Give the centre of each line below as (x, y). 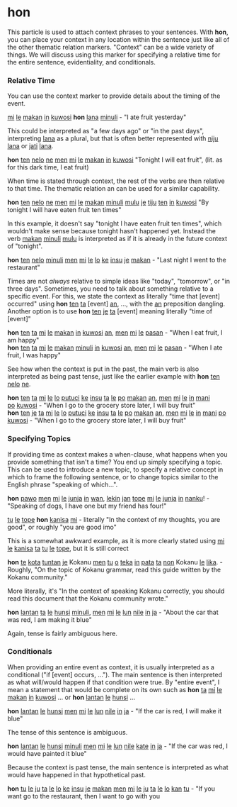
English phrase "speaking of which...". (63, 484)
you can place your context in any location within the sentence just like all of (118, 39)
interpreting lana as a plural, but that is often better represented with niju (113, 138)
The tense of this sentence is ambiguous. (68, 732)
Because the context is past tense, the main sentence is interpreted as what (118, 767)
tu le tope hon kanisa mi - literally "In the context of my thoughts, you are (114, 519)
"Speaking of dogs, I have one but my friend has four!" (87, 506)
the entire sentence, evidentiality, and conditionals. (81, 62)
